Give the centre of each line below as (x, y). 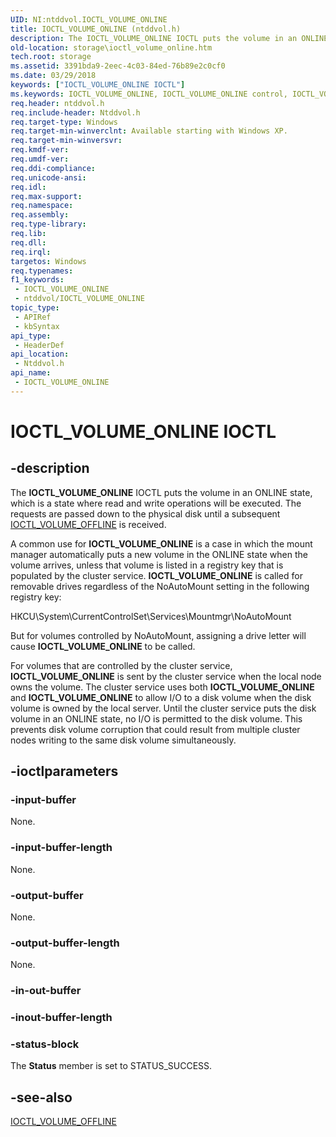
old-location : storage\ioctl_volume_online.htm (111, 47)
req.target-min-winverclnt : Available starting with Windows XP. (149, 131)
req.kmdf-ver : (40, 150)
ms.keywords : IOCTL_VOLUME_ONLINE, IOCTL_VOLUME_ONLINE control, (149, 94)
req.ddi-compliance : (53, 168)
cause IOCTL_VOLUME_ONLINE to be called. (103, 646)
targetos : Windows (48, 261)
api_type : (31, 336)
